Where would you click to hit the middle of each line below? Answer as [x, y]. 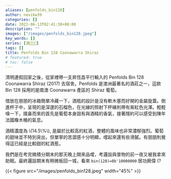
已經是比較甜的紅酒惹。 [39, 144]
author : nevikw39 [24, 15]
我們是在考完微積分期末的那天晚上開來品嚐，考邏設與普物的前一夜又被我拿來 [85, 155]
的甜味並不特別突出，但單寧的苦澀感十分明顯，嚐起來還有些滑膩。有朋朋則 [83, 137]
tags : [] [15, 48]
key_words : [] [20, 39]
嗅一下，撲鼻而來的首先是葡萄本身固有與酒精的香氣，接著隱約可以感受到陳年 [85, 114]
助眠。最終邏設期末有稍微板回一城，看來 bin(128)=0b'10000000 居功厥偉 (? [83, 161]
